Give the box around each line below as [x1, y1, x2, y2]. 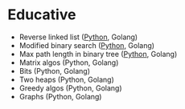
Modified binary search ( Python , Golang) [18, 40, 154, 50]
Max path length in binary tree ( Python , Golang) [18, 49, 178, 59]
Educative [7, 6, 76, 24]
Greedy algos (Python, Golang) [18, 83, 122, 93]
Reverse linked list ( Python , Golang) [18, 32, 138, 42]
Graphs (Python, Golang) [18, 91, 102, 101]
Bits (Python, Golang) [18, 66, 90, 75]
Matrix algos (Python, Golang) [18, 58, 119, 67]
